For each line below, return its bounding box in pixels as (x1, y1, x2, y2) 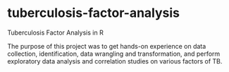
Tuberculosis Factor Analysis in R (7, 28, 104, 37)
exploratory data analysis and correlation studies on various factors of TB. (7, 56, 223, 65)
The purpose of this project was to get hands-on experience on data (7, 42, 206, 50)
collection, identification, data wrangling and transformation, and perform (7, 49, 221, 58)
